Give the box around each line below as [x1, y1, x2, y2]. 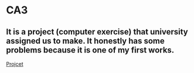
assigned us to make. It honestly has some [6, 36, 165, 46]
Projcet [6, 61, 23, 67]
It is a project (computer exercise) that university [6, 27, 189, 37]
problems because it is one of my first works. [6, 45, 175, 55]
